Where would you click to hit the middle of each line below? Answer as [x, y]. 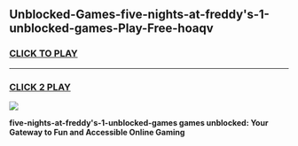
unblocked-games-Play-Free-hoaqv [112, 29]
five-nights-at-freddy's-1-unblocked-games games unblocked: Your [139, 122]
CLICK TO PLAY [43, 54]
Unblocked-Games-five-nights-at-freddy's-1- [140, 15]
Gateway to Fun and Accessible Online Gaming [97, 132]
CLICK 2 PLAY [40, 87]
